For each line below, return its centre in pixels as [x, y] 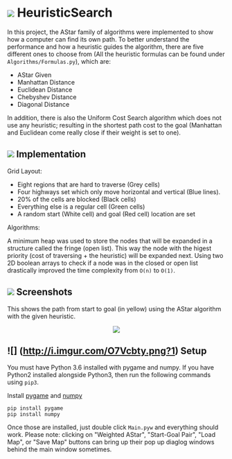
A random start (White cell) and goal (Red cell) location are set [106, 214]
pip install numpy [34, 415]
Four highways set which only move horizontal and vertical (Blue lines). [119, 191]
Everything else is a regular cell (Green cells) [81, 207]
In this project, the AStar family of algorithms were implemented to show [110, 32]
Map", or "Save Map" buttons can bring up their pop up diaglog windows [111, 442]
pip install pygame [35, 408]
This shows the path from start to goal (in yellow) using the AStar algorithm [114, 309]
